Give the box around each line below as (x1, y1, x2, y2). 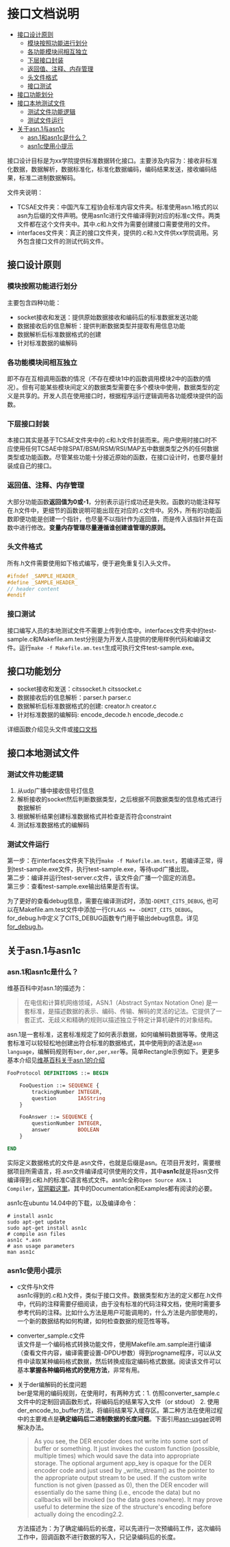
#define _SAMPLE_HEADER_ (7, 579, 78, 586)
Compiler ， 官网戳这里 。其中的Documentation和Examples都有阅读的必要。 (7, 1184, 216, 1192)
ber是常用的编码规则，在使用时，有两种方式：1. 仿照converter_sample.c (16, 1389, 220, 1397)
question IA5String (31, 1095, 106, 1102)
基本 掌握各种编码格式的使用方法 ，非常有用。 (16, 1366, 144, 1374)
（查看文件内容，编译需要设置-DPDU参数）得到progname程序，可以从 (16, 1349, 216, 1357)
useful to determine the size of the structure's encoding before (34, 1503, 212, 1511)
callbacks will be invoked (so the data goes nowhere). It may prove (34, 1496, 222, 1504)
